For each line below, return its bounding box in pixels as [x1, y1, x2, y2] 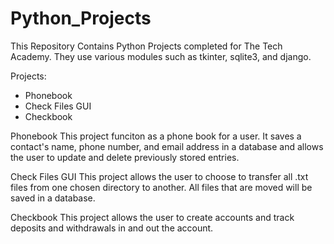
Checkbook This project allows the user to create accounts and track [10, 211, 295, 223]
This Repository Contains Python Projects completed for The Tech [10, 40, 283, 52]
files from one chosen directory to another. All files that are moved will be [10, 181, 313, 193]
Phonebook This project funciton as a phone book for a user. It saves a [10, 130, 302, 142]
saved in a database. [10, 192, 96, 204]
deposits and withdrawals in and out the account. [10, 222, 214, 234]
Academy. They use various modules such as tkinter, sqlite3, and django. [10, 50, 312, 62]
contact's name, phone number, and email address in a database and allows [10, 140, 324, 152]
